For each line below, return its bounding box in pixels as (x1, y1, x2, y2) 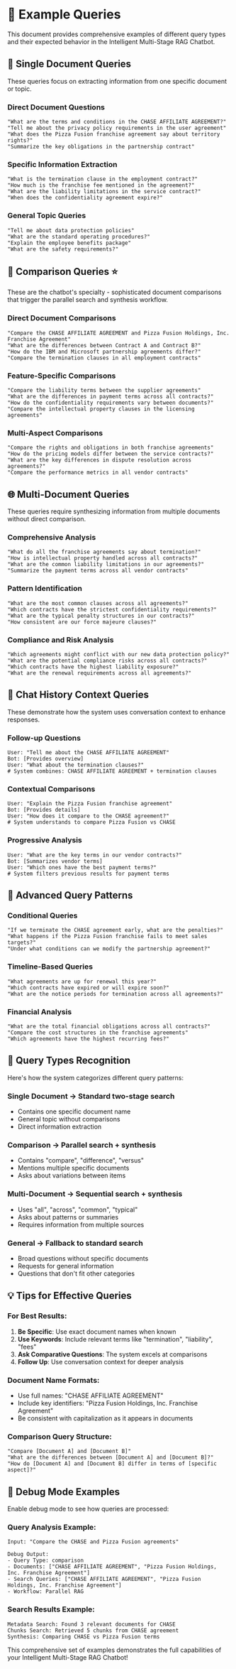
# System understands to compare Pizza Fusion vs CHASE (7, 819, 176, 826)
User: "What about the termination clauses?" (7, 761, 144, 769)
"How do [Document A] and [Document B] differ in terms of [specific (7, 1460, 218, 1467)
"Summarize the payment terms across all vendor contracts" (7, 567, 189, 575)
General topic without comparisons (17, 1115, 120, 1124)
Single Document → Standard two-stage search (7, 1091, 175, 1101)
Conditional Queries (7, 910, 78, 920)
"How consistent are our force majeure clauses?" (7, 618, 157, 626)
